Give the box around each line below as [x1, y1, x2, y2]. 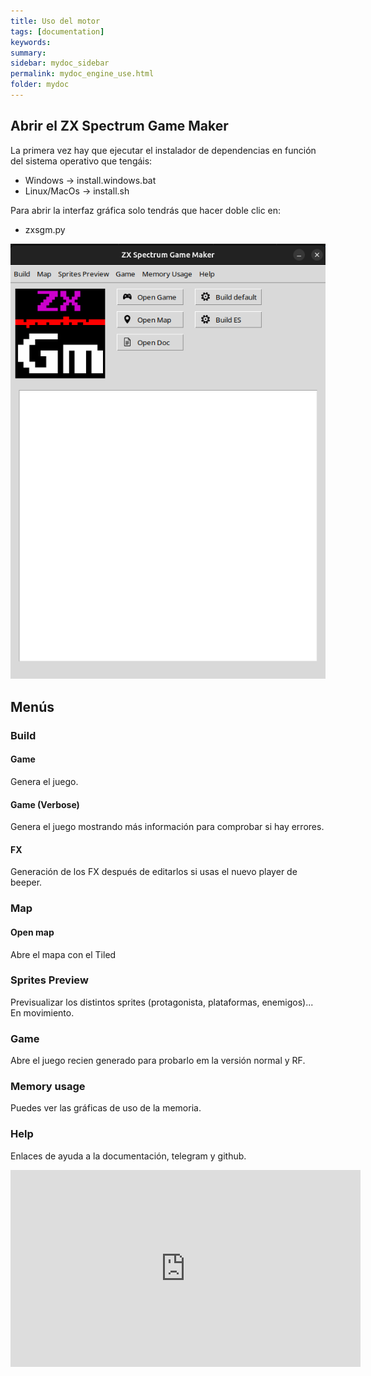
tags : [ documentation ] [10, 26, 105, 37]
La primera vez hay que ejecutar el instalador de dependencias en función [10, 144, 317, 156]
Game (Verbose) [10, 798, 80, 810]
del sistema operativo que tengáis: [10, 155, 153, 167]
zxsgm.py [24, 223, 66, 235]
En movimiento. [10, 1006, 75, 1019]
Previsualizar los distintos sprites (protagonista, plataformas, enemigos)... [10, 996, 314, 1008]
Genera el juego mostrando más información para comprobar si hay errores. [10, 821, 325, 833]
